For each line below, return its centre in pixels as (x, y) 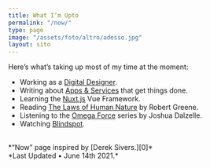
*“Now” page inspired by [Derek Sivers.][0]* (81, 148)
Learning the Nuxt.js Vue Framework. (80, 99)
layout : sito (29, 45)
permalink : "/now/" (40, 23)
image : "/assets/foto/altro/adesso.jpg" (76, 37)
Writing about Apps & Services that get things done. (104, 90)
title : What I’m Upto (44, 15)
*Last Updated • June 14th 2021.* (63, 156)
